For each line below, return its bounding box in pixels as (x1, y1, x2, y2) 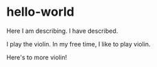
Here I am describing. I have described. (6, 27, 118, 35)
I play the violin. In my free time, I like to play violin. (6, 40, 151, 48)
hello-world (6, 4, 75, 20)
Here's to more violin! (6, 53, 67, 62)
